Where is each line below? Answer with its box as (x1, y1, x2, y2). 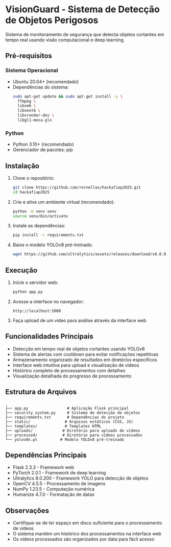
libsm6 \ (17, 103, 36, 108)
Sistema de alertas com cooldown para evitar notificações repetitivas (12, 351, 159, 357)
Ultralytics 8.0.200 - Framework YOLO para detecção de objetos (12, 475, 149, 481)
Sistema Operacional (5, 67, 58, 74)
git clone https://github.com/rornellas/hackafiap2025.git (12, 185, 141, 190)
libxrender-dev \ (17, 113, 55, 118)
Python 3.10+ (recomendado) (12, 141, 74, 148)
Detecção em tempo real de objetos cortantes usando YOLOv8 (12, 346, 145, 352)
